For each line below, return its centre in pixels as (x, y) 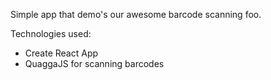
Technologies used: (51, 33)
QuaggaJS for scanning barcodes (94, 63)
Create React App (61, 53)
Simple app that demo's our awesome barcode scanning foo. (136, 14)
